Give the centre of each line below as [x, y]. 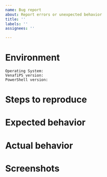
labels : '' [17, 24]
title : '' [16, 19]
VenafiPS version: [24, 76]
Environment [33, 58]
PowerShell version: [27, 80]
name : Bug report [23, 10]
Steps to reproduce [46, 100]
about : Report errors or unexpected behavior [54, 15]
